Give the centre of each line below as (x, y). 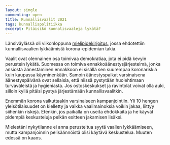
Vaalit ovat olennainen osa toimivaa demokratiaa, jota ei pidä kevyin (76, 59)
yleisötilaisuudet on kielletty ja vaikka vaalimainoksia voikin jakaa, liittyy (80, 106)
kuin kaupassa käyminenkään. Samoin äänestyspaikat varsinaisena (75, 75)
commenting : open (24, 15)
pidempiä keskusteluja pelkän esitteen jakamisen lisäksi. (64, 117)
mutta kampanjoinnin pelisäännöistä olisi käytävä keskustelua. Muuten (79, 132)
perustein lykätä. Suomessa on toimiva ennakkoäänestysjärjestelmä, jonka (83, 64)
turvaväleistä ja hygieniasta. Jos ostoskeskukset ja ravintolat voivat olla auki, (85, 86)
